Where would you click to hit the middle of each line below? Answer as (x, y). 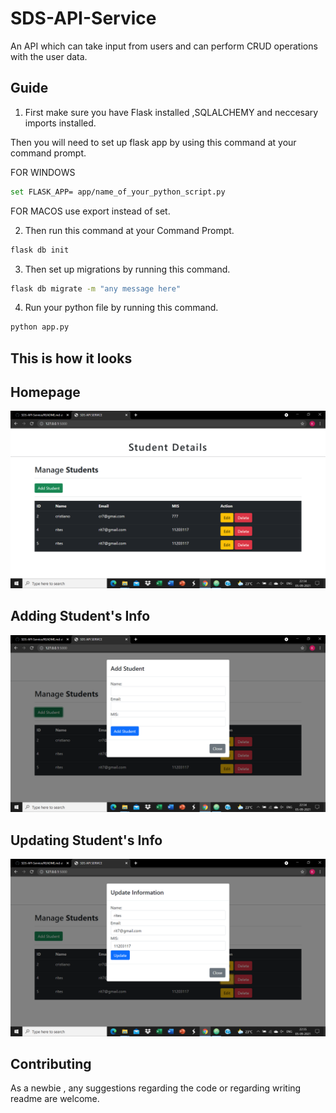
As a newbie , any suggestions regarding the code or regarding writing (156, 1088)
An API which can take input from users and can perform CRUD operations (164, 46)
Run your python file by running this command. (121, 308)
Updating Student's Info (86, 840)
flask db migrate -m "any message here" (96, 288)
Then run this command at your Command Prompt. (129, 230)
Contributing (51, 1063)
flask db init (40, 250)
